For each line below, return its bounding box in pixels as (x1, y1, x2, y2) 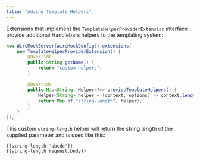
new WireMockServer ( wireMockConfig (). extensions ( (6, 43, 132, 49)
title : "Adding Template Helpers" (6, 8, 92, 15)
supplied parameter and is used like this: (6, 131, 105, 139)
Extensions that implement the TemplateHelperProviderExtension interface (6, 25, 188, 32)
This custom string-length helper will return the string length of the (6, 126, 173, 132)
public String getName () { (27, 59, 95, 65)
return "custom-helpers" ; (37, 65, 102, 71)
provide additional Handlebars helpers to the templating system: (6, 31, 164, 39)
